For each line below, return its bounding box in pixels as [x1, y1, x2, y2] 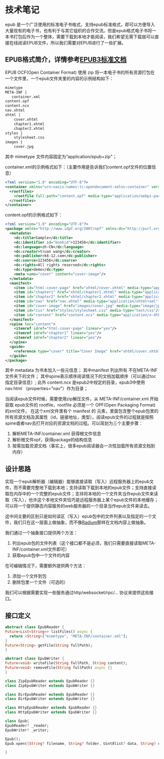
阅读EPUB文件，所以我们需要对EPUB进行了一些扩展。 [18, 40, 126, 45]
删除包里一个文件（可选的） [12, 579, 68, 585]
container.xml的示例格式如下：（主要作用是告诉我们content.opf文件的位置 [5, 164, 152, 170]
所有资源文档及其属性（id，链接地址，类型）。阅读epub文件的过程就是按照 [5, 414, 154, 420]
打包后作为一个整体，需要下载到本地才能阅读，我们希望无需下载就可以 [13, 34, 155, 40]
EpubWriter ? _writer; [5, 728, 49, 733]
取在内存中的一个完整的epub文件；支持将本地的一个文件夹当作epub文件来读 [5, 491, 159, 497]
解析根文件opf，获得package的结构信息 [12, 437, 92, 443]
